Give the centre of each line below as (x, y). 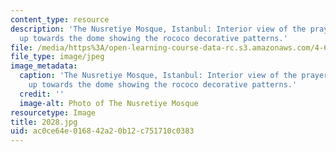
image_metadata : (44, 66)
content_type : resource (60, 19)
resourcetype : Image (53, 112)
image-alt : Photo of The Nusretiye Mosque (109, 103)
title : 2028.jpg (44, 122)
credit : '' (42, 94)
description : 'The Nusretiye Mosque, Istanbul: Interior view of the (158, 29)
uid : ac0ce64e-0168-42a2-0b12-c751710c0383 (102, 131)
